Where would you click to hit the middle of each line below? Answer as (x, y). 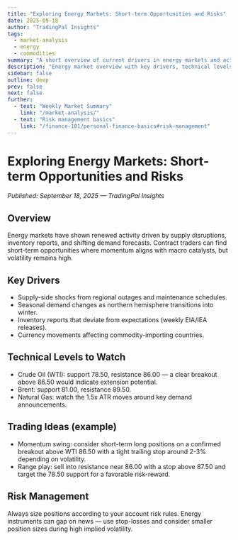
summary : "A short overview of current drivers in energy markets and (114, 60)
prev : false (25, 87)
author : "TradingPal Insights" (53, 27)
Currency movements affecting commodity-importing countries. (111, 335)
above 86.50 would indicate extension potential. (87, 382)
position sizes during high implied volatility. (70, 529)
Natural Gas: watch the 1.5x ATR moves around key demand (105, 397)
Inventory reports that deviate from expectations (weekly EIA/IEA (112, 320)
